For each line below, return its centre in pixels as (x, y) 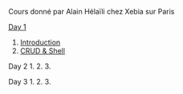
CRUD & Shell (43, 51)
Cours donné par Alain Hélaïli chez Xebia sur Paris (91, 12)
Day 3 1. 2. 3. (30, 82)
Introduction (40, 42)
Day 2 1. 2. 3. (30, 66)
